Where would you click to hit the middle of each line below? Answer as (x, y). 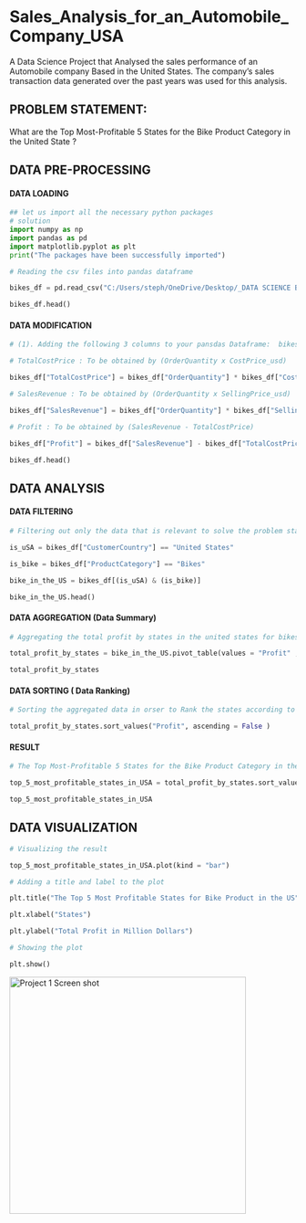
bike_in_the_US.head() (52, 597)
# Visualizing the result (58, 849)
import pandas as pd (49, 238)
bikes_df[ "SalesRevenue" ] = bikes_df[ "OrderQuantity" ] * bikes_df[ (140, 410)
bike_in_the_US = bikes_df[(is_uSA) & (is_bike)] (106, 580)
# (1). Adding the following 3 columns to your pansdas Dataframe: (140, 344)
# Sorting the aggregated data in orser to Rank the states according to (153, 710)
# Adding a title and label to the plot (87, 882)
